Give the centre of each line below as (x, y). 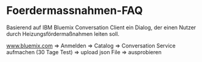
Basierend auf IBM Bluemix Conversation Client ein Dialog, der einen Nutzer (101, 27)
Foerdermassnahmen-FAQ (75, 11)
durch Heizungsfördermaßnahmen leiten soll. (63, 33)
